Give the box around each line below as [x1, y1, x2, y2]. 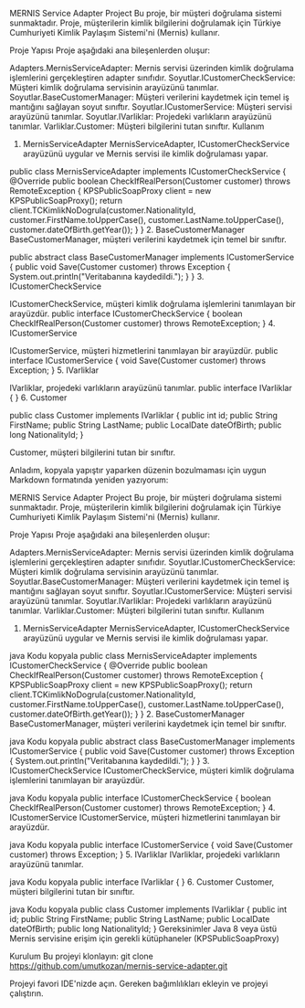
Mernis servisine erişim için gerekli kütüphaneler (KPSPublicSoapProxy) [9, 933, 280, 944]
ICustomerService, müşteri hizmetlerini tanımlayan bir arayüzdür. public [9, 345, 279, 355]
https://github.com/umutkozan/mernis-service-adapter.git [9, 960, 228, 971]
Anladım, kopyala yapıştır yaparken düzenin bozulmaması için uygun [9, 465, 267, 475]
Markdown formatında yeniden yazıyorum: [9, 474, 169, 485]
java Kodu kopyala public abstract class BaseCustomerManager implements [9, 736, 295, 747]
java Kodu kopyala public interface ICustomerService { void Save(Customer [9, 840, 294, 850]
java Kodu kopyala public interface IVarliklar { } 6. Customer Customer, [9, 876, 275, 887]
